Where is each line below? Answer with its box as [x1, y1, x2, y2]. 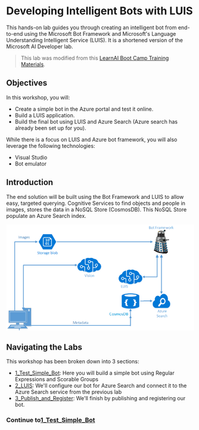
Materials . [20, 61, 46, 68]
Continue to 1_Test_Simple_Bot [6, 416, 95, 424]
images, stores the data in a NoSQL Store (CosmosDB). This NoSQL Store [6, 205, 187, 213]
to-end [6, 30, 23, 37]
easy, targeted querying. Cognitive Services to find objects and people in [6, 200, 186, 207]
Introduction [6, 177, 54, 188]
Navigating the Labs [6, 342, 82, 352]
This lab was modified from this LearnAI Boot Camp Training [20, 54, 169, 61]
